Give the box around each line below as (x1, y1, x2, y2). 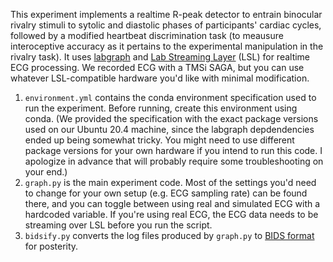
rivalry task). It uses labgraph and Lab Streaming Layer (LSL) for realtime (10, 51, 311, 63)
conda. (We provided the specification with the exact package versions (24, 113, 319, 124)
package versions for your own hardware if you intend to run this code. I (24, 145, 323, 156)
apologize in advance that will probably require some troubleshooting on (24, 155, 324, 167)
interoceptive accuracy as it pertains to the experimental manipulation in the (10, 40, 324, 52)
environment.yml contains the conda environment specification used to (24, 92, 317, 103)
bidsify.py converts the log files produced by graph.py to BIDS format (24, 230, 315, 241)
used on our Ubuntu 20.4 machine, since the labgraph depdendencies (24, 124, 315, 135)
